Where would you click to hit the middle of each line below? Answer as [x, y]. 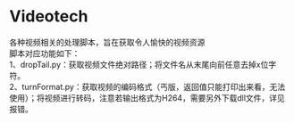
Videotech [49, 16]
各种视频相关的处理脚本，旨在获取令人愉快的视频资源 [107, 42]
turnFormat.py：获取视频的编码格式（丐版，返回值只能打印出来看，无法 [154, 86]
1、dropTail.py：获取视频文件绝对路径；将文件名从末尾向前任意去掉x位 [139, 64]
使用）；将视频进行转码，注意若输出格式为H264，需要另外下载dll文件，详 [143, 98]
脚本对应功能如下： [45, 53]
